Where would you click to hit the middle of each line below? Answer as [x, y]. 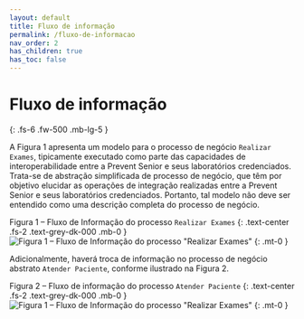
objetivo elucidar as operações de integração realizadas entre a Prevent [143, 185]
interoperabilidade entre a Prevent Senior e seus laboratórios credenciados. [150, 166]
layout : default [40, 18]
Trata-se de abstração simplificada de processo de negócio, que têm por [146, 175]
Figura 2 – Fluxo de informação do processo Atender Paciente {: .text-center [152, 286]
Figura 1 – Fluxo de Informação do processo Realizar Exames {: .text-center [149, 221]
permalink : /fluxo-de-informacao [72, 34]
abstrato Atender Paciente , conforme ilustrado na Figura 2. [119, 268]
